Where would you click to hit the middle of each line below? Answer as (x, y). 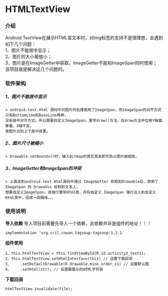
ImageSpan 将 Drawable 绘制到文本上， (43, 187)
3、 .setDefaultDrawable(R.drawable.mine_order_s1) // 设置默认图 (77, 264)
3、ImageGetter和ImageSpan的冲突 (43, 168)
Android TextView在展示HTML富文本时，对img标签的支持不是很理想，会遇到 (84, 38)
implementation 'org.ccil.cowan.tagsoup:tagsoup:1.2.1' (65, 233)
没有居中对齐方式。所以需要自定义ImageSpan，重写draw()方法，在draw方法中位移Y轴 (82, 121)
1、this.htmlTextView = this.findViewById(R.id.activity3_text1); (76, 253)
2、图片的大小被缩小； (29, 57)
